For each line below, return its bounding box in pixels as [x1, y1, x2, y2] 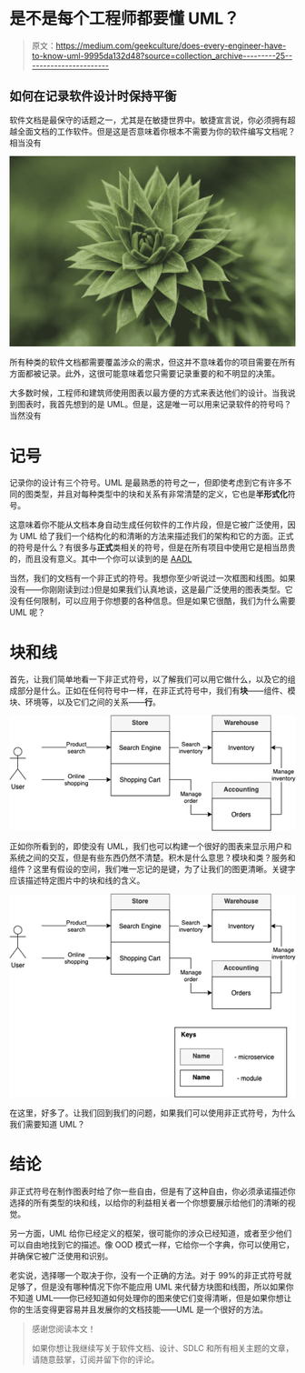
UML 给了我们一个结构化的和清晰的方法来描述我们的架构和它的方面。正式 [19, 531, 294, 542]
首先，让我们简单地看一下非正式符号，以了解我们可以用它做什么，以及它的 [9, 674, 288, 685]
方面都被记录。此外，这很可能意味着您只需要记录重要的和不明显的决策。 [9, 368, 280, 379]
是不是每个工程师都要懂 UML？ [9, 8, 241, 29]
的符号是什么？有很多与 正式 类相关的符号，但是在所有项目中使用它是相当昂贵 [9, 542, 296, 553]
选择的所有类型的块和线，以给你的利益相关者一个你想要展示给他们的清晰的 [9, 1197, 288, 1208]
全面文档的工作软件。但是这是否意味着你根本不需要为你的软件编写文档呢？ [16, 125, 296, 136]
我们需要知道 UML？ [9, 1118, 85, 1129]
